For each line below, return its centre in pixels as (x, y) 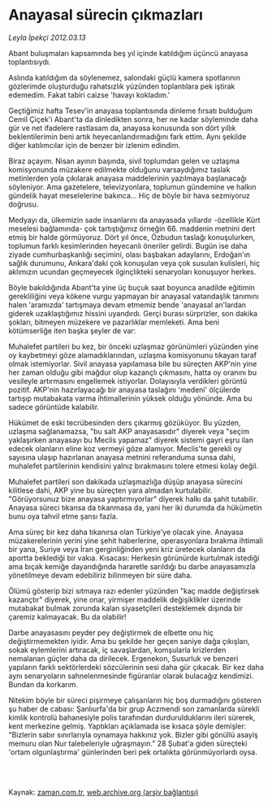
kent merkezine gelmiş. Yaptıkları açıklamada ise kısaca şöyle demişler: (127, 726)
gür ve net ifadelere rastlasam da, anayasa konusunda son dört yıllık (122, 128)
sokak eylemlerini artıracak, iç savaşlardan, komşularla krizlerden (117, 650)
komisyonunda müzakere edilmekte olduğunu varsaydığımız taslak (119, 169)
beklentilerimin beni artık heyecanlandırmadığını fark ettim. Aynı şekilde (127, 137)
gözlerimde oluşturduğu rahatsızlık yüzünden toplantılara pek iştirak (122, 86)
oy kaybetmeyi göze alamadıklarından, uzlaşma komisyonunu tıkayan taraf (133, 355)
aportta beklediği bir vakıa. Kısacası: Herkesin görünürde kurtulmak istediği (134, 558)
